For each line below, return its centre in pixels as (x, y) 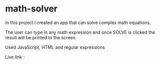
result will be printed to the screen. (41, 37)
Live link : (15, 57)
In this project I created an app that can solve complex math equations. (78, 22)
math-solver (31, 9)
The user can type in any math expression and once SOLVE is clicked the (80, 32)
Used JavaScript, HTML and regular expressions (55, 47)
